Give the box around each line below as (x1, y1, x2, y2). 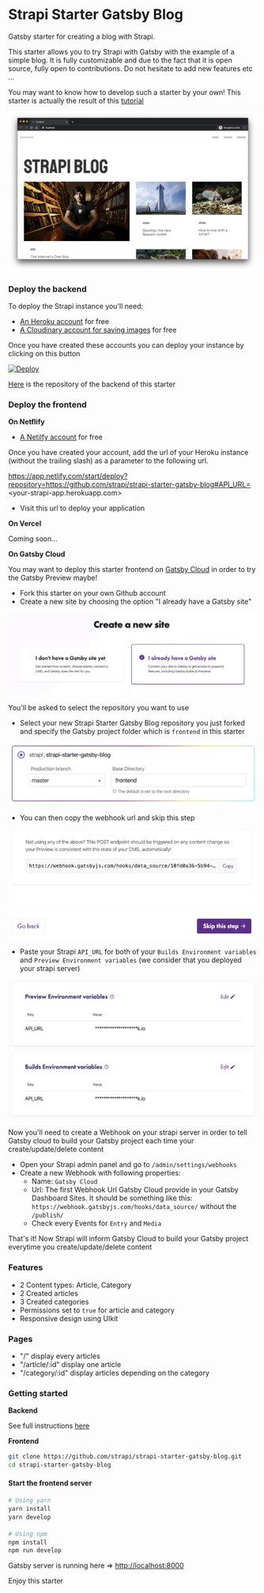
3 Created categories (19, 1297, 89, 1306)
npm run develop (8, 1546, 62, 1554)
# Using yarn (8, 1497, 51, 1504)
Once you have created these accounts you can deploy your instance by (8, 341, 244, 350)
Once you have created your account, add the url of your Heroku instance (8, 448, 249, 458)
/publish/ (31, 1211, 65, 1220)
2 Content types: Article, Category (19, 1280, 132, 1290)
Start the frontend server (8, 1478, 92, 1487)
